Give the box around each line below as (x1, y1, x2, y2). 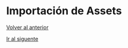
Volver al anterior (6, 24, 49, 31)
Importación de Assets (6, 4, 122, 18)
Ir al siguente (6, 35, 38, 42)
